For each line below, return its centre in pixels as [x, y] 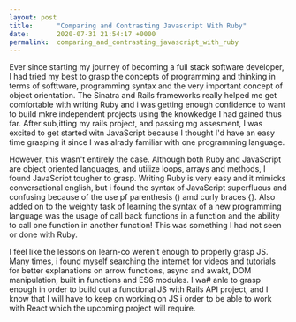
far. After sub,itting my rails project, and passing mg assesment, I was [136, 124]
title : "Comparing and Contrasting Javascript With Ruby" [128, 26]
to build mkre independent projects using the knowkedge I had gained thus [146, 114]
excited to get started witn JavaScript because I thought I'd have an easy [142, 133]
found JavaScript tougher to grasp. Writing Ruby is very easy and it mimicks [148, 179]
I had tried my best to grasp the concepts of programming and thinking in [143, 77]
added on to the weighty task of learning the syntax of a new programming [145, 207]
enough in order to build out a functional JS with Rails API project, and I [139, 289]
